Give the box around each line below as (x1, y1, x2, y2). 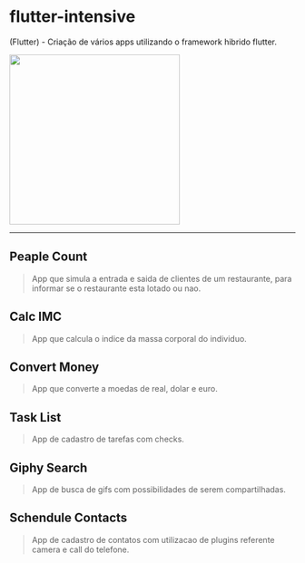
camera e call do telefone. (31, 544, 130, 555)
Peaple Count (9, 249, 88, 265)
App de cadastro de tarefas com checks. (31, 433, 184, 445)
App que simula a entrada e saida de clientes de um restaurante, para (31, 273, 292, 284)
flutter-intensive (9, 6, 136, 27)
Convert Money (9, 359, 100, 374)
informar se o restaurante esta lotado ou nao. (31, 283, 202, 294)
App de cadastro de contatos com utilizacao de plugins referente (31, 534, 275, 545)
